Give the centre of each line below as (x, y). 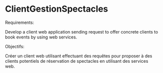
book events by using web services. (41, 37)
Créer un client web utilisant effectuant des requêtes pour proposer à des (79, 56)
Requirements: (19, 22)
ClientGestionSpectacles (57, 9)
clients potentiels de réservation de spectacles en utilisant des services (77, 61)
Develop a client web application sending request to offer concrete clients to (81, 32)
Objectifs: (15, 46)
